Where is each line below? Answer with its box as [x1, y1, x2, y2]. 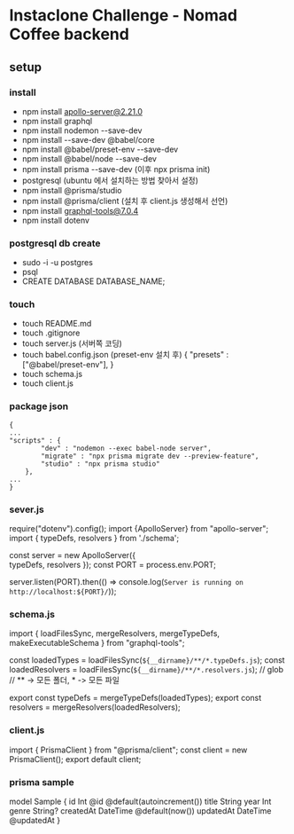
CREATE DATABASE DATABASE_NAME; [21, 276, 166, 287]
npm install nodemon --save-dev [21, 125, 143, 136]
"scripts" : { [9, 436, 62, 445]
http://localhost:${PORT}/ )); [9, 586, 117, 597]
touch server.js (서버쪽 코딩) [21, 338, 122, 349]
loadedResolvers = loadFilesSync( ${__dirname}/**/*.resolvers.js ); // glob [9, 665, 284, 675]
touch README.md [21, 319, 92, 329]
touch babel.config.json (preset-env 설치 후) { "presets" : [21, 350, 229, 360]
